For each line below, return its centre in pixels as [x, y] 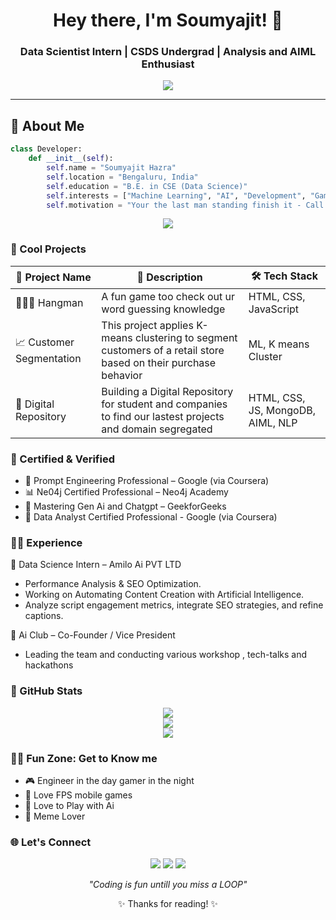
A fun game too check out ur [168, 296]
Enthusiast [168, 64]
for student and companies [164, 404]
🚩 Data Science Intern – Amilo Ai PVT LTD [96, 565]
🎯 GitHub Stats [46, 691]
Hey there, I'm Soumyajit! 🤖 [168, 20]
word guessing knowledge [163, 309]
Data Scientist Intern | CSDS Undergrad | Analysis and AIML [168, 52]
